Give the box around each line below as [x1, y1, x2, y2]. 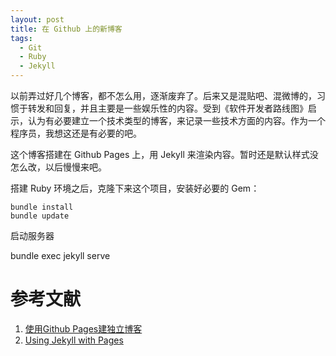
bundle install [10, 202, 74, 212]
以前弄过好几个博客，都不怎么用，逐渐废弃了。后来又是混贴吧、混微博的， [10, 90, 317, 101]
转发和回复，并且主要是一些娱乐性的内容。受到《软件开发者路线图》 [27, 102, 308, 114]
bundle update [10, 211, 70, 221]
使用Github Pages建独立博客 [24, 322, 143, 335]
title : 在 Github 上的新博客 [10, 24, 123, 34]
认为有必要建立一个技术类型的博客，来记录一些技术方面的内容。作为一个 [27, 115, 326, 126]
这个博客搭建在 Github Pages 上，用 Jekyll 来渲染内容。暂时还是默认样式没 [10, 149, 319, 160]
